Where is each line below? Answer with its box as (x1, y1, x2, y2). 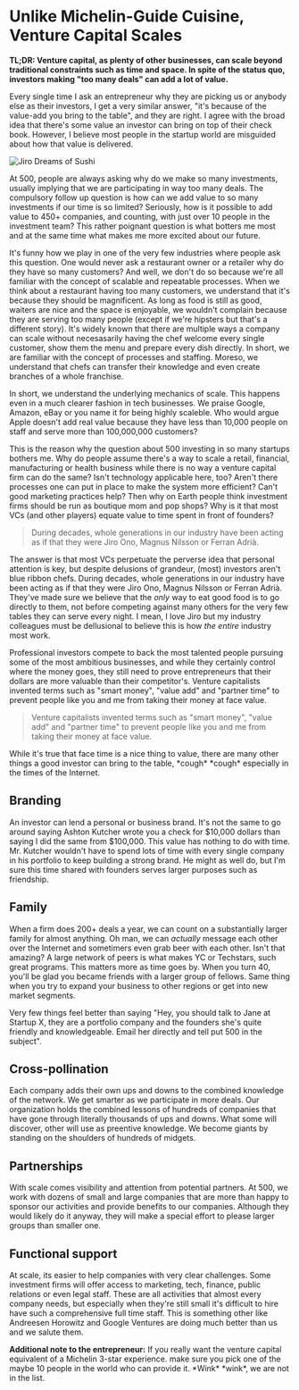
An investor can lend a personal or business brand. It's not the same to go (9, 816, 281, 827)
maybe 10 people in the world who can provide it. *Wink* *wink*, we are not (9, 1363, 290, 1373)
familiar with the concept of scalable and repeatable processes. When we (9, 275, 280, 287)
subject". (9, 1035, 42, 1046)
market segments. (9, 990, 76, 1001)
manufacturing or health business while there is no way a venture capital (9, 462, 277, 473)
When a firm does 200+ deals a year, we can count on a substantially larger (9, 923, 288, 934)
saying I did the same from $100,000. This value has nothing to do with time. (9, 835, 290, 846)
